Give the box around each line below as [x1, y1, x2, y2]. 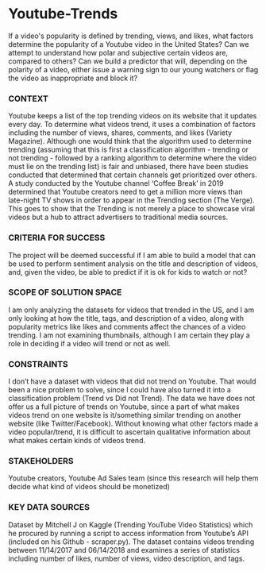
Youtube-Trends [8, 5, 118, 23]
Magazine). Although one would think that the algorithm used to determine [8, 137, 253, 146]
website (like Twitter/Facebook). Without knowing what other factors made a [8, 419, 259, 429]
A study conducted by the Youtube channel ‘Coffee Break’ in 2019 [8, 179, 224, 188]
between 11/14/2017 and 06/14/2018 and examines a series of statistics [8, 545, 241, 554]
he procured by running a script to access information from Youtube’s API [8, 528, 249, 538]
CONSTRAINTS [8, 358, 69, 369]
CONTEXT [8, 93, 49, 104]
